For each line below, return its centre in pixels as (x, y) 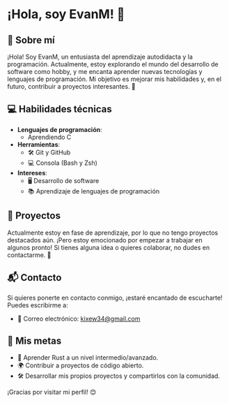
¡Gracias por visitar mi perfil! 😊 (52, 392)
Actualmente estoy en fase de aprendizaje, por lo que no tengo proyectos (113, 233)
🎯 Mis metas (34, 340)
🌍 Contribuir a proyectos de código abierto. (80, 365)
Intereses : (32, 173)
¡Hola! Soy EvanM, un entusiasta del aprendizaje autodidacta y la (100, 57)
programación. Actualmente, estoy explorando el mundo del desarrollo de (113, 64)
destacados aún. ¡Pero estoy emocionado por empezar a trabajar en (105, 240)
